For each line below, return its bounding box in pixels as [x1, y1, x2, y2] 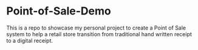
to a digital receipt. [6, 37, 53, 44]
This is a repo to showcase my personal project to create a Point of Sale [6, 24, 186, 31]
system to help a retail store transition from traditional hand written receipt [6, 30, 193, 37]
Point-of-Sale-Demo [6, 4, 111, 18]
